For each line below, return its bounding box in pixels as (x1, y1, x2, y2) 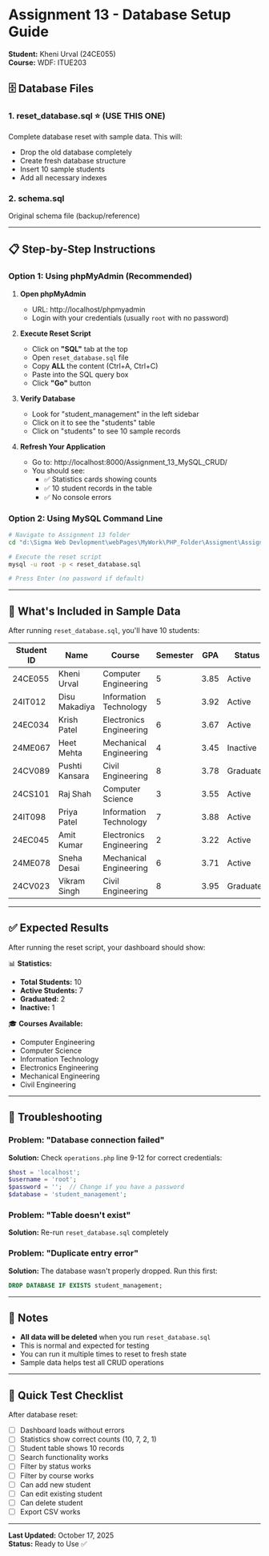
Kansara (58, 771, 90, 782)
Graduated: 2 (19, 994, 66, 1003)
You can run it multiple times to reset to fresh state (19, 1349, 187, 1359)
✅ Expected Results (8, 921, 110, 935)
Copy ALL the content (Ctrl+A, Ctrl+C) (31, 361, 159, 370)
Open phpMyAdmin (19, 288, 86, 298)
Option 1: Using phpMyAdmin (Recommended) (8, 271, 193, 282)
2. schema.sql (8, 192, 65, 204)
